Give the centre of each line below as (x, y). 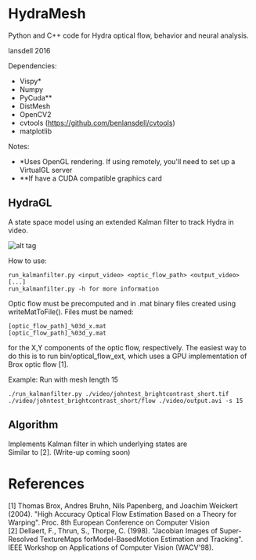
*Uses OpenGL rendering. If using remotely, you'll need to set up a (127, 161)
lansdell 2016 (29, 50)
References (46, 483)
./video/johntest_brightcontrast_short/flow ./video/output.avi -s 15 (126, 401)
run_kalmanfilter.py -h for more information (83, 289)
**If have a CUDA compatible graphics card (91, 178)
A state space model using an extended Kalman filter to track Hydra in (121, 221)
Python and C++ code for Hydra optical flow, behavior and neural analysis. (128, 35)
